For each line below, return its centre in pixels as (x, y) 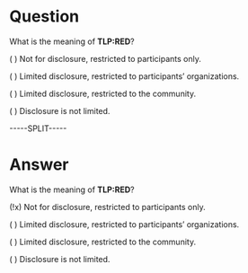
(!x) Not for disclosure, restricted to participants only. (107, 207)
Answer (39, 165)
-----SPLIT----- (38, 128)
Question (44, 17)
